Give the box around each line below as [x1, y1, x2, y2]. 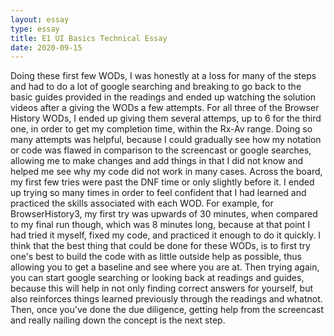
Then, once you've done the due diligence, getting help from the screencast [10, 304, 324, 316]
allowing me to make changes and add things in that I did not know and [10, 155, 304, 167]
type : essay [10, 24, 60, 34]
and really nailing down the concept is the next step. [10, 314, 226, 326]
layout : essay [10, 14, 70, 25]
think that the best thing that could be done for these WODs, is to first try [10, 240, 311, 252]
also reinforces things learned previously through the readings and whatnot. [10, 293, 323, 305]
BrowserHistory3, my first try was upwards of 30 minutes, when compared [10, 208, 318, 220]
